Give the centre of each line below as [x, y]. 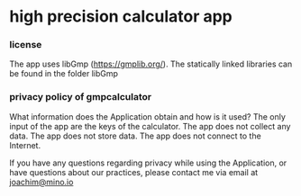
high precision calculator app [121, 17]
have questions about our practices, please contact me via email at [134, 172]
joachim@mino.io [41, 182]
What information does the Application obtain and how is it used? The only [148, 116]
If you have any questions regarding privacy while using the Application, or [148, 163]
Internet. [25, 145]
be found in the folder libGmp [64, 74]
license [26, 45]
